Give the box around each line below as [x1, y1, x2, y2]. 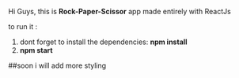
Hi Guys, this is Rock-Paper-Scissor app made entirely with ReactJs [8, 7, 231, 16]
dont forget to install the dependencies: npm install [19, 37, 188, 46]
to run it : [8, 22, 38, 31]
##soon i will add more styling [8, 61, 107, 70]
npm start [19, 46, 53, 54]
